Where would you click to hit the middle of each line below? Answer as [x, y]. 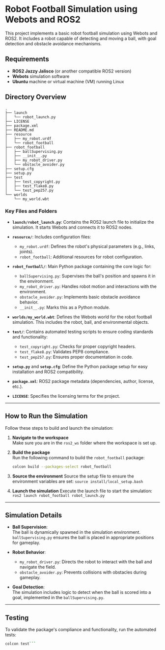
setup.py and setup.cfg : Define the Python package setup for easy [80, 366]
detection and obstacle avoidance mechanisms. [54, 43]
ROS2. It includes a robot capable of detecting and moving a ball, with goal [81, 38]
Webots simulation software [41, 76]
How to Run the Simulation [46, 416]
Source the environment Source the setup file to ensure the [73, 476]
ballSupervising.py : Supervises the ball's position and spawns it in [87, 276]
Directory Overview [36, 97]
